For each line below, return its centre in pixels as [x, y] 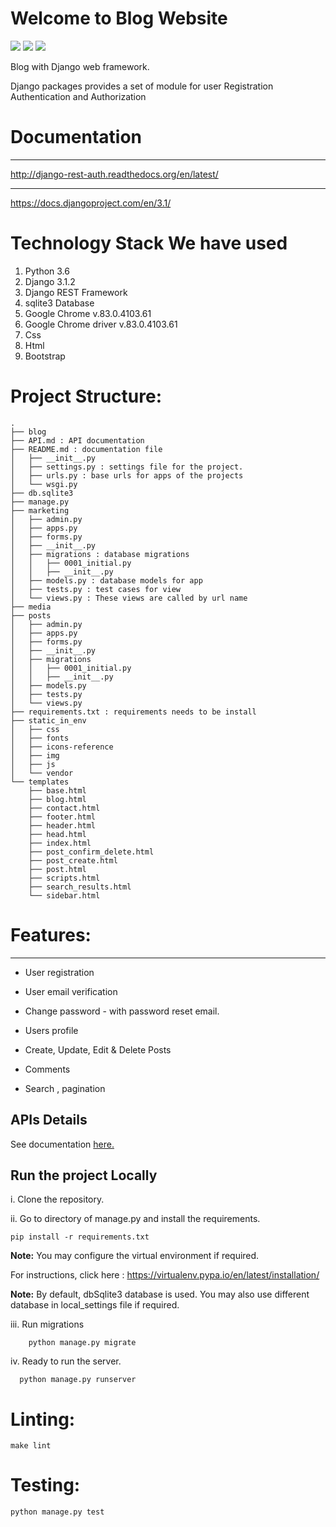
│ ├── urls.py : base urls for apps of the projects [127, 475]
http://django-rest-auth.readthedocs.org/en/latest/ [114, 174]
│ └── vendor [42, 773]
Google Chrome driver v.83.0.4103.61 [101, 324]
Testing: [45, 1485]
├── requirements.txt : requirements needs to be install [133, 712]
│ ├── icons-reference [62, 747]
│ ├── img [35, 755]
